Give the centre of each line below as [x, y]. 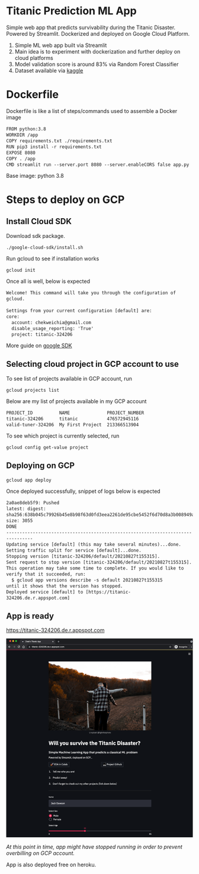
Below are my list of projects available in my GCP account [76, 401]
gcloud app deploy [29, 480]
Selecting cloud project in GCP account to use [92, 364]
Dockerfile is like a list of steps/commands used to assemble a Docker [92, 111]
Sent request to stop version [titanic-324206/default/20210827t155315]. [99, 562]
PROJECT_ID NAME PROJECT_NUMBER [75, 413]
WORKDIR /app [22, 135]
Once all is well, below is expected [48, 281]
